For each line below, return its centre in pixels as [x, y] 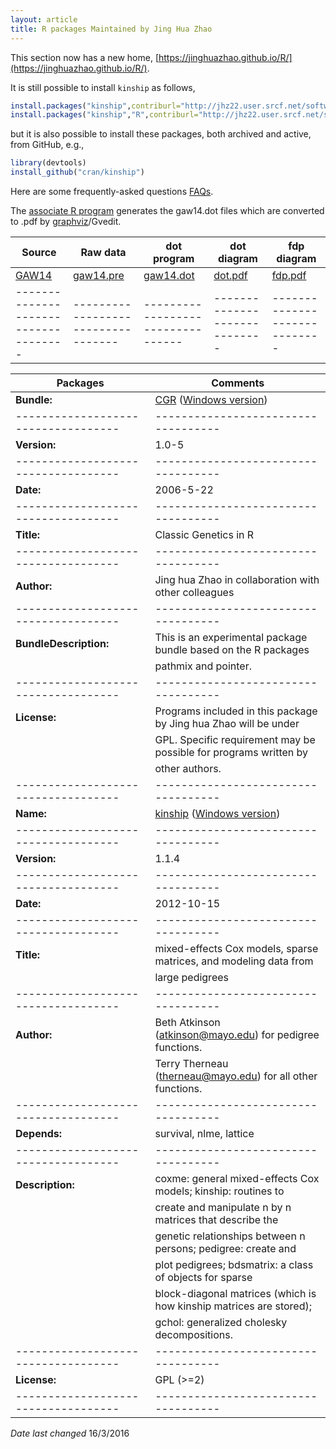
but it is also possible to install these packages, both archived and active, [161, 134]
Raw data [103, 252]
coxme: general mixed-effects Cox [237, 1178]
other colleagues [194, 592]
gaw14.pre [98, 275]
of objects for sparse [203, 1277]
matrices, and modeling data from [234, 961]
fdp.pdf [289, 275]
